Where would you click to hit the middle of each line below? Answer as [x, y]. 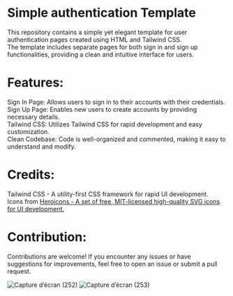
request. [19, 271]
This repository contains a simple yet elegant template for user [97, 32]
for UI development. [36, 209]
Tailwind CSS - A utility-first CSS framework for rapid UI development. [108, 194]
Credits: [31, 175]
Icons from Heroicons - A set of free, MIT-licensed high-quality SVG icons [114, 201]
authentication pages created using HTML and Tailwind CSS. [95, 39]
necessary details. [33, 117]
